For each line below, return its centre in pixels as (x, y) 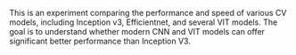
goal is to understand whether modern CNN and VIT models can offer (137, 31)
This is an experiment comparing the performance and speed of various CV (148, 13)
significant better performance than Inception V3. (100, 41)
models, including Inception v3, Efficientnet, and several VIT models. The (144, 22)
